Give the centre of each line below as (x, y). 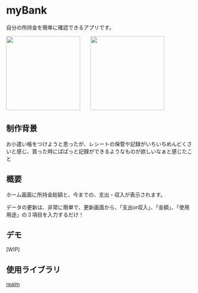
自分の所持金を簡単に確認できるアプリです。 (60, 27)
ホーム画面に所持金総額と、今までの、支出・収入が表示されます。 (86, 194)
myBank (27, 10)
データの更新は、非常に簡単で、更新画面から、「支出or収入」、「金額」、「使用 (98, 207)
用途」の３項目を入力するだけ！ (45, 214)
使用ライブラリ (33, 270)
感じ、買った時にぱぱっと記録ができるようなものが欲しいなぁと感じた (102, 151)
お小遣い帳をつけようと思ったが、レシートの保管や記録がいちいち (86, 144)
